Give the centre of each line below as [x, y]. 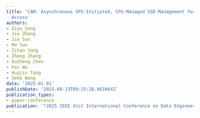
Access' [21, 17]
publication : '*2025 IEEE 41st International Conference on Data [89, 106]
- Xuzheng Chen [25, 61]
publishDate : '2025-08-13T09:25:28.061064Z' [62, 89]
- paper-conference [30, 100]
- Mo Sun [17, 45]
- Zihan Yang [22, 51]
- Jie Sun [18, 39]
